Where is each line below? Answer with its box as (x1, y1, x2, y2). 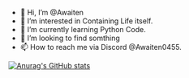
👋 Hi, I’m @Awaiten (19, 8, 84, 17)
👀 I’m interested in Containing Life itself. (19, 16, 153, 26)
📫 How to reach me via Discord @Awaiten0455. (19, 43, 183, 51)
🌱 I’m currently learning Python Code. (19, 25, 146, 34)
